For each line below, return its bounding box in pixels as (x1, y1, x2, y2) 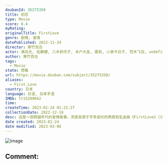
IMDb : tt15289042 (5, 96, 41, 101)
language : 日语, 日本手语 (5, 91, 55, 96)
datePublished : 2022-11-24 (5, 40, 61, 45)
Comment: (5, 152, 39, 160)
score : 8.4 (5, 21, 28, 27)
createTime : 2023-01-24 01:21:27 (5, 105, 75, 110)
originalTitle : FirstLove (5, 31, 59, 36)
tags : (5, 59, 16, 64)
